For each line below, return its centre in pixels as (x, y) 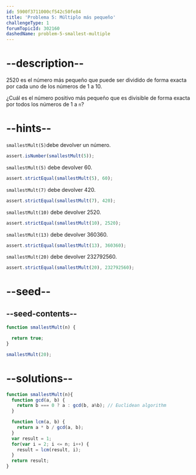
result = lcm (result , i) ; (49, 450)
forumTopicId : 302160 (33, 28)
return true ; (28, 338)
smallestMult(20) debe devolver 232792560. (62, 257)
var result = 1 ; (32, 439)
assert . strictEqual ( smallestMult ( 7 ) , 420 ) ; (61, 201)
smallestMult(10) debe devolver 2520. (54, 212)
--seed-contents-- (42, 313)
